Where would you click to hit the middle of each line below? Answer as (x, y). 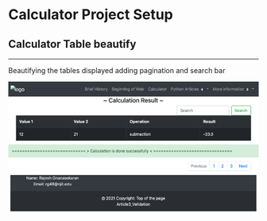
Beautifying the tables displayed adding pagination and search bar (117, 70)
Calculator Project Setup (91, 15)
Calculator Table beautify (72, 44)
